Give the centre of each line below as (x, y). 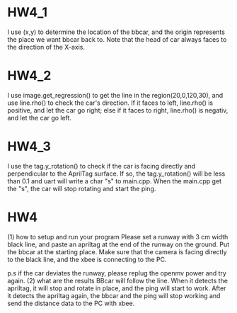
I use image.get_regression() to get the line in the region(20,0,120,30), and (115, 95)
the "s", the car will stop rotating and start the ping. (82, 188)
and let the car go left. (40, 118)
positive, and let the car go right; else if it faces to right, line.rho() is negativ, (118, 110)
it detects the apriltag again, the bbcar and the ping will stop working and (114, 295)
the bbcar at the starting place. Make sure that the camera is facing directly (117, 251)
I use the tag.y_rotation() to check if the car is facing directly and (102, 166)
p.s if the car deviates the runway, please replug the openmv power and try (117, 273)
